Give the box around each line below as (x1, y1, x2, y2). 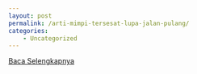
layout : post (8, 11, 52, 20)
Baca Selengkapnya (8, 56, 75, 66)
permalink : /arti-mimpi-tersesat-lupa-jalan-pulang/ (8, 19, 190, 27)
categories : (8, 27, 48, 35)
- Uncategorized (23, 34, 78, 43)
